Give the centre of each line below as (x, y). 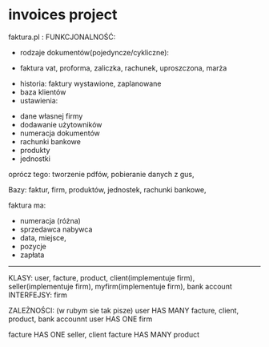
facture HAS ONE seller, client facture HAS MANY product (104, 334)
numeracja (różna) (50, 220)
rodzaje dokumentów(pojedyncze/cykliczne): (94, 52)
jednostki (35, 159)
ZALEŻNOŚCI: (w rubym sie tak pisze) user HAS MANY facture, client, (124, 310)
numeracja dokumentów (60, 133)
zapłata (32, 255)
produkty (35, 150)
